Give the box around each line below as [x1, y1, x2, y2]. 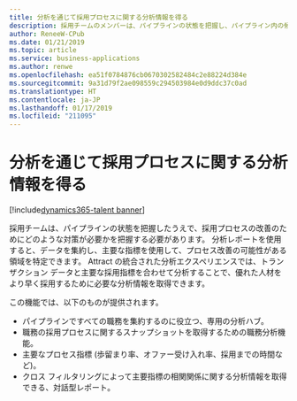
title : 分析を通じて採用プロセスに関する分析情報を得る [9, 12, 188, 22]
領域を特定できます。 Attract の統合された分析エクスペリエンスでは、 [9, 256, 262, 266]
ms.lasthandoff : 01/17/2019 [9, 104, 113, 112]
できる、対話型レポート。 [21, 382, 116, 393]
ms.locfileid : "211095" [9, 112, 97, 120]
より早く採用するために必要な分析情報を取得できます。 [9, 278, 210, 289]
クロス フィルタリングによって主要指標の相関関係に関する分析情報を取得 [21, 371, 287, 382]
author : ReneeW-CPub [9, 29, 86, 38]
